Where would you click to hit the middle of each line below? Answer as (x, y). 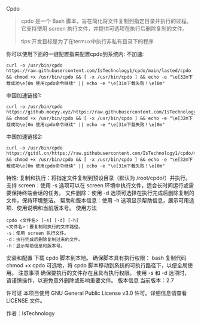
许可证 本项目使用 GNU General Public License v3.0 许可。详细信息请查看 (97, 293)
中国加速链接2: (25, 137)
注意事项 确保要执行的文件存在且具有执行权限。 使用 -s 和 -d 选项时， (104, 273)
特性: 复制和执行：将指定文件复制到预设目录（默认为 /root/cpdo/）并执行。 (98, 178)
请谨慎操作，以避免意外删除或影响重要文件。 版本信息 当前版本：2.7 (90, 280)
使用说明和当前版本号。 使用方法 (57, 208)
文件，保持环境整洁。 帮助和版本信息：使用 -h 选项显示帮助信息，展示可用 (98, 200)
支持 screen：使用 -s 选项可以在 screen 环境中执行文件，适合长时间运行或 (98, 185)
